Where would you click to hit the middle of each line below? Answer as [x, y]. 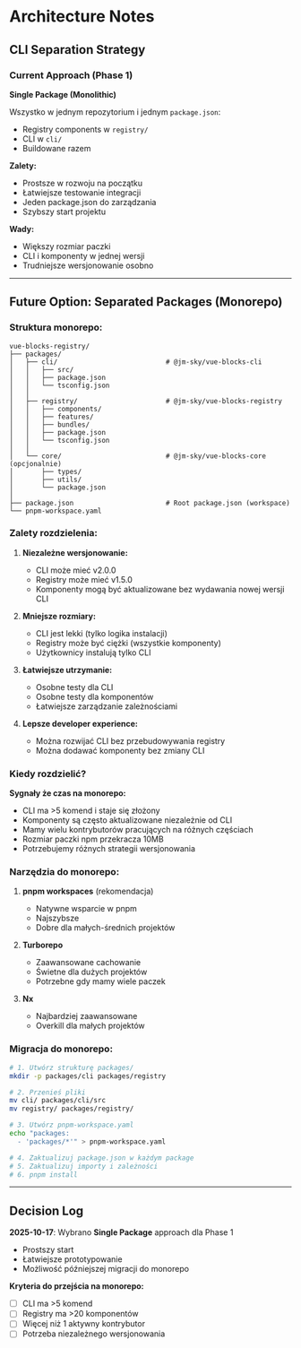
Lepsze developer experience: [80, 723]
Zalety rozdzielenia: [54, 533]
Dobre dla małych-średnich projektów [105, 928]
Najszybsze [57, 918]
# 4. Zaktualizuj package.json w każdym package [102, 1158]
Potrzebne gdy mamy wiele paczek [100, 981]
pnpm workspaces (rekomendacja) [88, 891]
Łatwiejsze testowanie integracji [82, 192]
